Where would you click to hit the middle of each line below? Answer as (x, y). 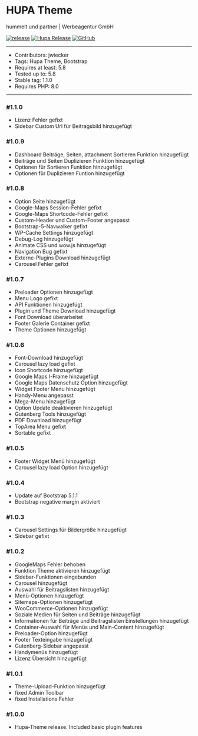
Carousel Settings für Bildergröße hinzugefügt (70, 530)
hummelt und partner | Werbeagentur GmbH (60, 27)
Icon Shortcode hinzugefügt (49, 370)
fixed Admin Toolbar (39, 692)
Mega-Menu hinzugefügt (45, 402)
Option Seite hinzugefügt (45, 201)
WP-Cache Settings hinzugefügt (54, 232)
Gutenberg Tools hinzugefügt (50, 414)
